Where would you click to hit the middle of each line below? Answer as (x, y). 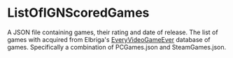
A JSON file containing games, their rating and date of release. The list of (113, 32)
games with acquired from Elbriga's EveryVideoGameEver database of (109, 39)
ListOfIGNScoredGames (78, 13)
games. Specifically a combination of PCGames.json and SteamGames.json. (117, 47)
